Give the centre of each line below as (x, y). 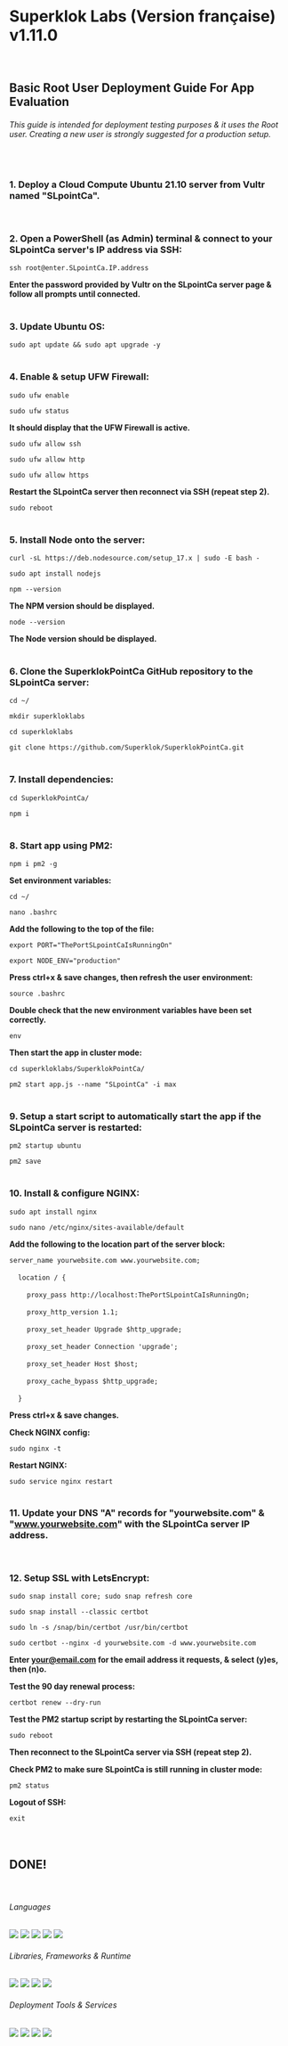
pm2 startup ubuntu (45, 1146)
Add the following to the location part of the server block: (117, 1244)
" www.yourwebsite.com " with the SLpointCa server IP (130, 1524)
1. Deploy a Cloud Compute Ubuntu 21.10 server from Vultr (137, 184)
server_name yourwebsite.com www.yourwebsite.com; (105, 1260)
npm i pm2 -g (33, 863)
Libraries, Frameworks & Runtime (70, 1956)
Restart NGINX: (38, 1465)
